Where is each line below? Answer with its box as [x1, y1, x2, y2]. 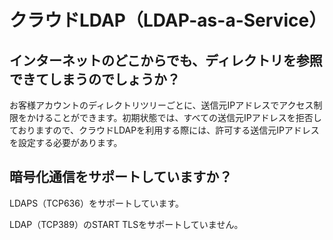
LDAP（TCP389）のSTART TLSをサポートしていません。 [9, 218, 244, 230]
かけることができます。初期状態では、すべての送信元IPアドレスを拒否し [26, 112, 322, 123]
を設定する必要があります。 [9, 137, 123, 148]
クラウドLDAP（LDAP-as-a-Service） [9, 9, 327, 32]
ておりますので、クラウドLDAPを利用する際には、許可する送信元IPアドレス [9, 124, 320, 136]
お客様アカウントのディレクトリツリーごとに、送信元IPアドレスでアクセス [9, 99, 314, 111]
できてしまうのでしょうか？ [9, 71, 181, 88]
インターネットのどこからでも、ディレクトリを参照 [9, 52, 323, 69]
